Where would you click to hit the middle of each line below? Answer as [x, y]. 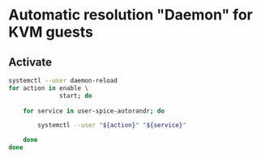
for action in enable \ [49, 88]
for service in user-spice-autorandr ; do [94, 111]
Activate [30, 62]
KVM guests [51, 32]
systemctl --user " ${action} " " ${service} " [112, 126]
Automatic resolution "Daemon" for [130, 15]
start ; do [76, 96]
